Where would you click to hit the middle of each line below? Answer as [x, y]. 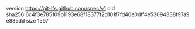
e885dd [16, 21]
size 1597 [37, 21]
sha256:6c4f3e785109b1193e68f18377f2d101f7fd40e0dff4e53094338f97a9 [98, 14]
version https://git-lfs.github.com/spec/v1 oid [61, 8]
